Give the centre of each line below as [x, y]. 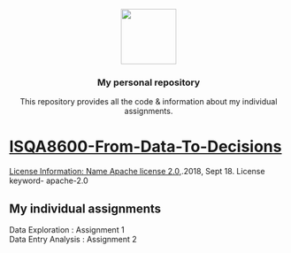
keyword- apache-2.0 [49, 180]
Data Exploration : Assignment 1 [67, 230]
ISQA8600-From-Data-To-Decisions [145, 147]
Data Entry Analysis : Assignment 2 [73, 240]
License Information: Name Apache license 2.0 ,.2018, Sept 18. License [137, 172]
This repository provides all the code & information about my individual [149, 102]
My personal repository [149, 82]
